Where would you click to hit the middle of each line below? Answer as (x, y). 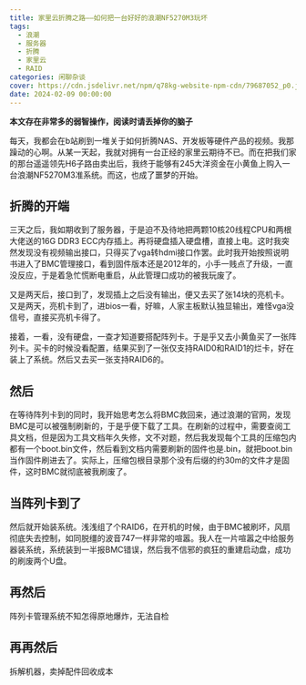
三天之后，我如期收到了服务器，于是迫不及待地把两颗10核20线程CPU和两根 (151, 230)
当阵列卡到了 (46, 503)
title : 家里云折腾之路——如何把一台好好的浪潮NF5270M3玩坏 (108, 18)
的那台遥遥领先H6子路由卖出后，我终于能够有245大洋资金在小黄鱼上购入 (146, 163)
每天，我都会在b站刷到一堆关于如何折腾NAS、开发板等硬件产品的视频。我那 (152, 140)
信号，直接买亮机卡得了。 (57, 317)
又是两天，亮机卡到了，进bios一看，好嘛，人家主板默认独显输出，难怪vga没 (152, 306)
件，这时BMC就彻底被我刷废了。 (71, 472)
